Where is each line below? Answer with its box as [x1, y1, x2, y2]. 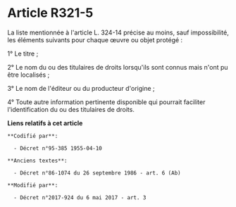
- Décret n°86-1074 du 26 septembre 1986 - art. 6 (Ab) [13, 169, 181, 177]
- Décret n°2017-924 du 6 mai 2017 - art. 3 [13, 194, 147, 201]
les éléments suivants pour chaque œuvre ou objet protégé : [7, 35, 183, 44]
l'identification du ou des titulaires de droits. [7, 105, 135, 113]
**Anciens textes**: [7, 157, 68, 164]
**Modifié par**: [7, 182, 58, 189]
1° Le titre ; [7, 49, 39, 58]
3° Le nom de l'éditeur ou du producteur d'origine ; [7, 84, 155, 92]
